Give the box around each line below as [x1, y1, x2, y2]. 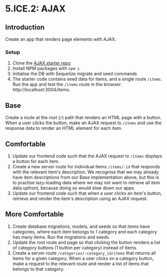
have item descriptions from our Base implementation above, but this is [12, 174, 159, 180]
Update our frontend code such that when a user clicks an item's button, [12, 190, 162, 196]
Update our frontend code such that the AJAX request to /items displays [12, 153, 162, 159]
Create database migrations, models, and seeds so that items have [12, 223, 150, 229]
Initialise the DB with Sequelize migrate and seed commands [12, 71, 137, 77]
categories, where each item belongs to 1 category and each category [12, 228, 157, 234]
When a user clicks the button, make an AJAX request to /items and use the [5, 120, 161, 126]
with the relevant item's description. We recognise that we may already [12, 169, 159, 175]
